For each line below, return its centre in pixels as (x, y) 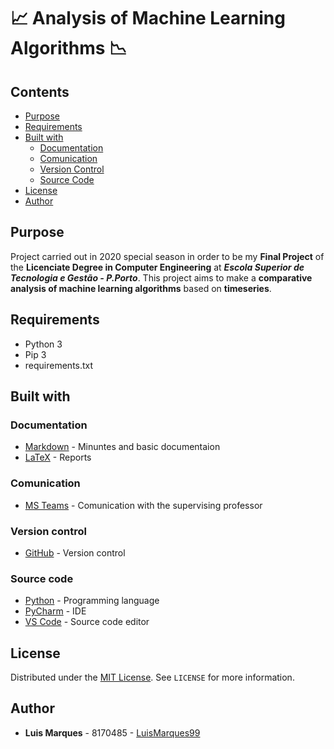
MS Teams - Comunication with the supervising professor (143, 505)
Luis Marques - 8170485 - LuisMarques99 (112, 732)
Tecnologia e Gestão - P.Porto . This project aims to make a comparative (161, 277)
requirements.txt (59, 365)
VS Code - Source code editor (87, 622)
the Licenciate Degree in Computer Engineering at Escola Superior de (157, 267)
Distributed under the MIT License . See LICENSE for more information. (152, 677)
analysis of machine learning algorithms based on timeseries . (141, 288)
